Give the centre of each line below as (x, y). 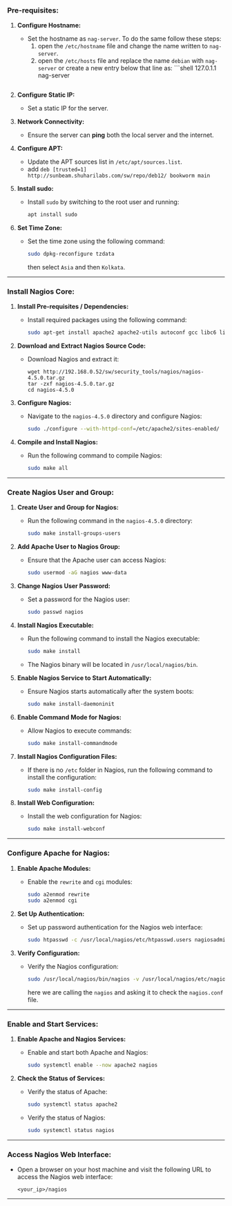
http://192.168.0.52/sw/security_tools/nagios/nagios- (124, 372)
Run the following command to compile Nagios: (95, 455)
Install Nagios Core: (41, 291)
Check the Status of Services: (61, 1078)
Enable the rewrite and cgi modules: (80, 882)
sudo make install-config (65, 790)
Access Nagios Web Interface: (59, 1154)
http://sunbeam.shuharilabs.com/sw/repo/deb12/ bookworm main (119, 176)
